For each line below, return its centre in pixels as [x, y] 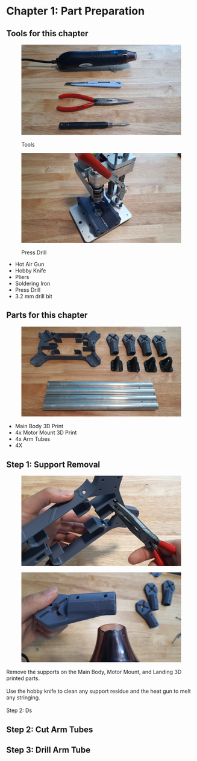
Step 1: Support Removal [53, 464]
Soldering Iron [33, 283]
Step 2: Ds [19, 710]
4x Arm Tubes [33, 439]
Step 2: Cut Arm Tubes [50, 729]
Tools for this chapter [47, 34]
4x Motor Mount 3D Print [46, 432]
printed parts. [23, 678]
